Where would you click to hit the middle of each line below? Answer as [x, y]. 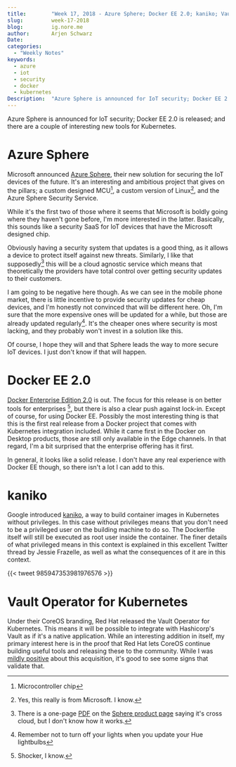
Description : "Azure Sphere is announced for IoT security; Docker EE [114, 99]
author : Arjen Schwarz [50, 33]
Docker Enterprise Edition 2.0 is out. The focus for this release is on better [114, 400]
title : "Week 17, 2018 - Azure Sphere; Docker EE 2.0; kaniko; [113, 14]
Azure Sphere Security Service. [53, 198]
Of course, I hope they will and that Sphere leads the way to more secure [113, 344]
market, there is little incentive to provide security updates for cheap [106, 300]
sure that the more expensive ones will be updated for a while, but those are [117, 315]
